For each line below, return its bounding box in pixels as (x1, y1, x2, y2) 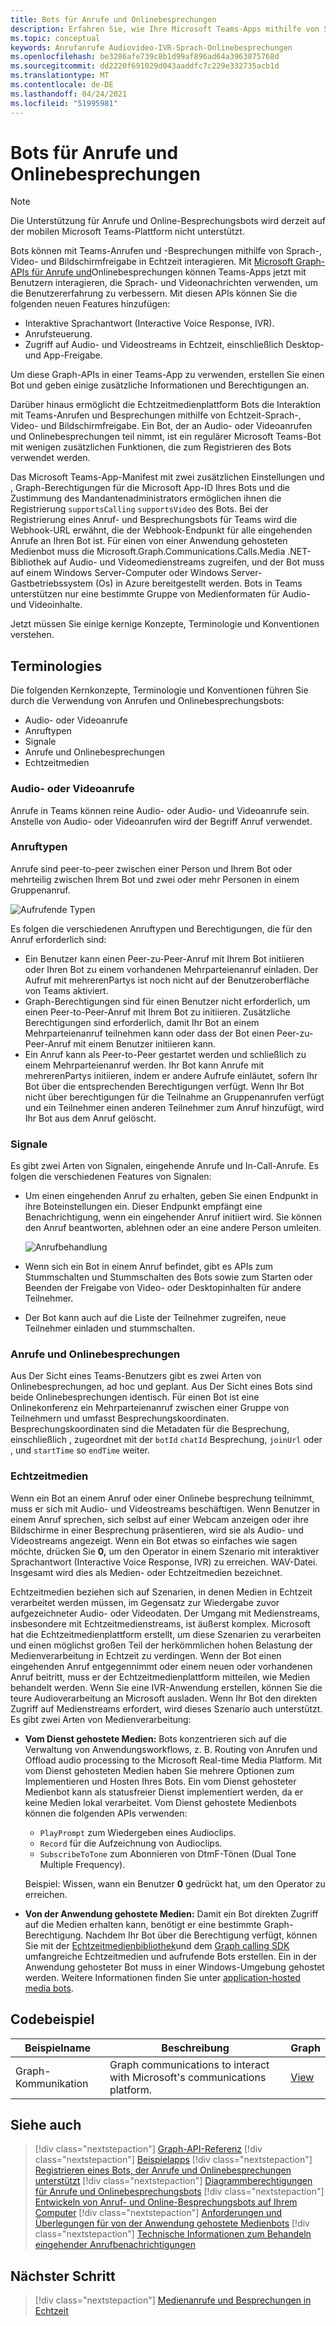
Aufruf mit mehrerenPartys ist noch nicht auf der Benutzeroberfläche (24, 974, 310, 986)
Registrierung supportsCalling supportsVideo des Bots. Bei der (10, 503, 269, 515)
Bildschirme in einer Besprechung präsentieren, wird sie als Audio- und (10, 1524, 304, 1536)
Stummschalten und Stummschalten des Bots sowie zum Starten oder (24, 1271, 313, 1283)
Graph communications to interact (109, 2057, 270, 2071)
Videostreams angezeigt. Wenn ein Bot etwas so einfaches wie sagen (10, 1534, 298, 1546)
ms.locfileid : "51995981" (10, 98, 118, 108)
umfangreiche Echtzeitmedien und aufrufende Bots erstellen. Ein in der (24, 1950, 318, 1962)
